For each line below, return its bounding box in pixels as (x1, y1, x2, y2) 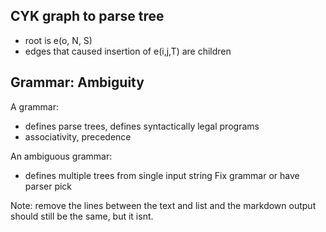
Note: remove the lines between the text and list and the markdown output (10, 199, 317, 211)
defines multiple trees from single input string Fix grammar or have (24, 169, 300, 181)
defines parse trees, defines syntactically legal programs (24, 120, 260, 132)
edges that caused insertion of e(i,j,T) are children (24, 45, 232, 57)
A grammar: (10, 100, 60, 113)
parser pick (24, 180, 73, 192)
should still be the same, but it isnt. (10, 210, 154, 222)
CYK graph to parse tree (10, 8, 165, 25)
